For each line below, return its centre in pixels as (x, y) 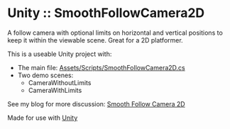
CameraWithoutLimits (60, 82)
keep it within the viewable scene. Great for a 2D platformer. (95, 40)
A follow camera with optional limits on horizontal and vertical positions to (115, 33)
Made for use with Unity (43, 118)
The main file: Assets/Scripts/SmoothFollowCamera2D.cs (102, 67)
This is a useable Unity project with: (60, 54)
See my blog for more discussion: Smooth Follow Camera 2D (97, 103)
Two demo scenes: (45, 75)
